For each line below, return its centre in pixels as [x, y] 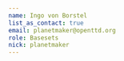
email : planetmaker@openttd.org [62, 30]
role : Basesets [34, 38]
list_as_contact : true [46, 23]
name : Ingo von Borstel [48, 15]
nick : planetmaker [39, 45]
